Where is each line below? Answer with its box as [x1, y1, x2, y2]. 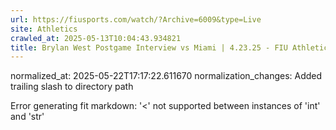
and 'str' [10, 111, 45, 123]
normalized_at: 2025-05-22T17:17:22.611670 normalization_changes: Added [10, 70, 323, 82]
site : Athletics [10, 24, 78, 34]
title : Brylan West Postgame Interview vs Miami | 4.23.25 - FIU [10, 42, 288, 53]
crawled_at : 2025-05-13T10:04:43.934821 [10, 33, 182, 43]
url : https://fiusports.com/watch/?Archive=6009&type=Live [10, 14, 262, 25]
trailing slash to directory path [10, 81, 134, 93]
